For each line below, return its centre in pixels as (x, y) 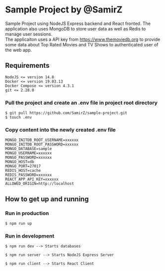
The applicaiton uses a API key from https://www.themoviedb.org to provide (83, 39)
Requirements (27, 66)
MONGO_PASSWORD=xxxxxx (28, 158)
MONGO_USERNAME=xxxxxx (28, 153)
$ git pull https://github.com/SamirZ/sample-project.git (66, 113)
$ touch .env (19, 118)
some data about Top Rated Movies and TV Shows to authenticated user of (82, 44)
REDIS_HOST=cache (23, 171)
